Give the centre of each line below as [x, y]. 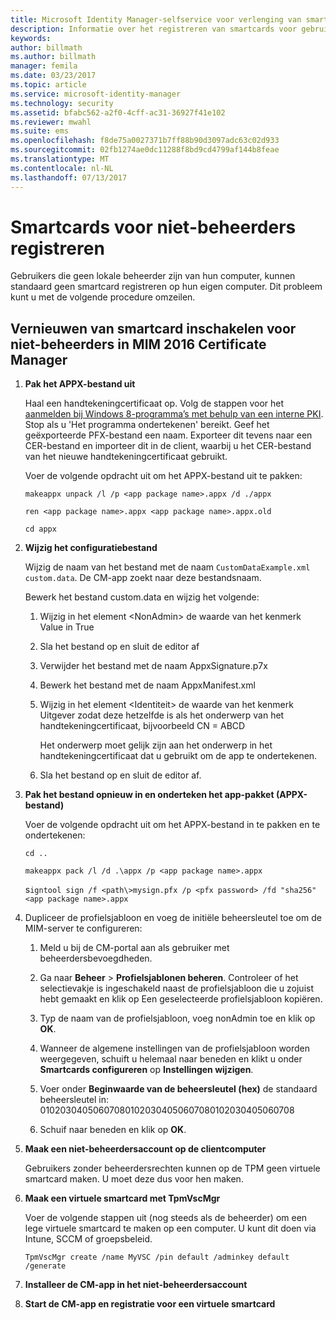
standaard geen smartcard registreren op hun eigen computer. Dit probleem [166, 287]
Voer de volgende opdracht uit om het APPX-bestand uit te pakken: [163, 476]
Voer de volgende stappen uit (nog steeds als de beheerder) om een [166, 1218]
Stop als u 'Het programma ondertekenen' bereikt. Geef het [147, 425]
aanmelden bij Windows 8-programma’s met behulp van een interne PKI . [174, 414]
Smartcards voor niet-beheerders [153, 227]
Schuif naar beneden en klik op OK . [113, 1130]
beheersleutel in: [74, 1100]
